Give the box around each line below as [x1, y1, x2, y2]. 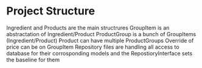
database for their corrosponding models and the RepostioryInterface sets [6, 49, 193, 57]
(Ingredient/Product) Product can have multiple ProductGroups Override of [6, 37, 194, 44]
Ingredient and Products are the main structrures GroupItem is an [6, 24, 170, 31]
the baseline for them [6, 56, 60, 63]
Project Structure [6, 4, 96, 18]
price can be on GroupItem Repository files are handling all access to [6, 43, 179, 51]
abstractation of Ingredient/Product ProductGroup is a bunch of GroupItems [6, 30, 197, 37]
